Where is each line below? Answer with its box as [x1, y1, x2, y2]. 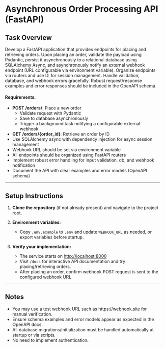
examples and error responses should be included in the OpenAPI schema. [5, 83, 157, 89]
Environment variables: [12, 219, 61, 225]
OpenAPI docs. [12, 321, 43, 327]
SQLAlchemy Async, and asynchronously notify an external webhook [5, 62, 145, 68]
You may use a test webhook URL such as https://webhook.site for [12, 306, 147, 312]
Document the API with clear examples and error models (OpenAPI [12, 168, 147, 174]
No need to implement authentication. [12, 337, 89, 343]
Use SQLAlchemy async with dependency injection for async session [12, 136, 153, 142]
